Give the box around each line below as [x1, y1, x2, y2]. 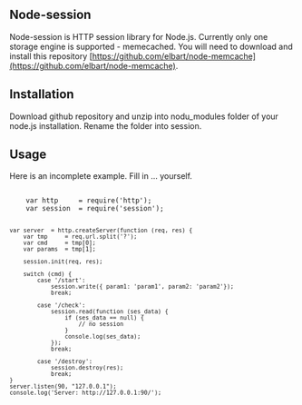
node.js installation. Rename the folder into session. [9, 120, 202, 131]
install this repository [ [9, 50, 93, 62]
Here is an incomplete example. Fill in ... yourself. [9, 171, 193, 182]
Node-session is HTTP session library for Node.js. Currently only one [9, 31, 268, 42]
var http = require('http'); [25, 196, 152, 205]
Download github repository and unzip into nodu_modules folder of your [9, 111, 279, 122]
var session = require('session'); [25, 204, 165, 213]
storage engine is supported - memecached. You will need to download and [9, 41, 293, 52]
